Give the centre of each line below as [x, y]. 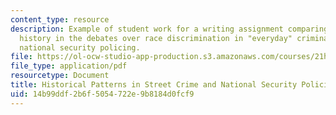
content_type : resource [60, 19]
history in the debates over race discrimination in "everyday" [156, 38]
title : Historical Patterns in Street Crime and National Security [154, 85]
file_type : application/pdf [69, 66]
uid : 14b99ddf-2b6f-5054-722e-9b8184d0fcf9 [102, 94]
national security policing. [80, 47]
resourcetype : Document [60, 76]
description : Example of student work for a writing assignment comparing [169, 29]
